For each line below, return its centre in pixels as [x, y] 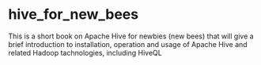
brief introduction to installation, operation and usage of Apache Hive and [128, 44]
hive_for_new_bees [74, 14]
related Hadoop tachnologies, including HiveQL [85, 52]
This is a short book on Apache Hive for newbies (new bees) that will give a [131, 36]
